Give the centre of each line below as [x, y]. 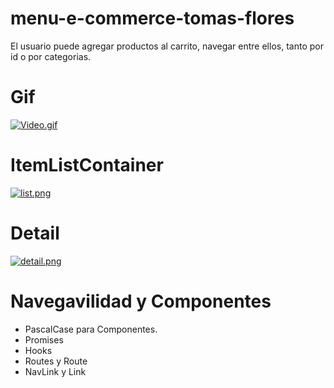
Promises [44, 339]
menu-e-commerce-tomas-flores [152, 18]
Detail [35, 233]
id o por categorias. [51, 56]
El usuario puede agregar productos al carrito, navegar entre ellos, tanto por [167, 46]
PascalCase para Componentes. [91, 329]
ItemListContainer [87, 165]
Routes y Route [56, 361]
